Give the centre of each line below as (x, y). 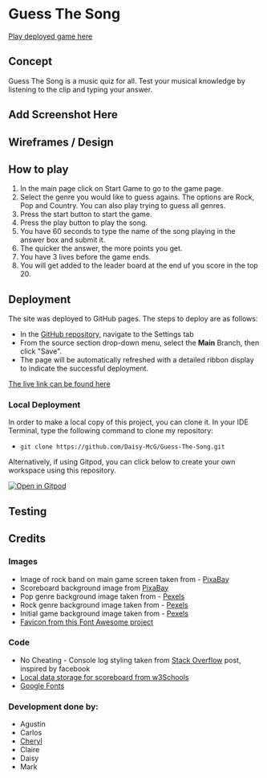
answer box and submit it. (63, 240)
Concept (30, 61)
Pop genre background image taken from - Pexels (102, 596)
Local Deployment (44, 405)
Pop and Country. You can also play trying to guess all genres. (123, 206)
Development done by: (53, 706)
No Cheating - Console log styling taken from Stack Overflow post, (130, 660)
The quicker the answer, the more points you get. (101, 248)
